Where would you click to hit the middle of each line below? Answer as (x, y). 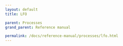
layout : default (21, 9)
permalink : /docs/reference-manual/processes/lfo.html (62, 36)
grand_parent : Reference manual (38, 27)
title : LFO (16, 14)
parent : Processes (24, 23)
